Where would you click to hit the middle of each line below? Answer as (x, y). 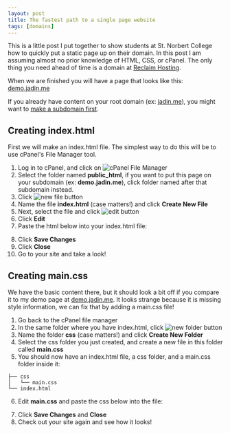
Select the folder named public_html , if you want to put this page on (114, 175)
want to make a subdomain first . (53, 109)
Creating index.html (51, 130)
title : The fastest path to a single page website (82, 20)
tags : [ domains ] (31, 26)
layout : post (26, 13)
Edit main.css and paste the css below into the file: (90, 401)
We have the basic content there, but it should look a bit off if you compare (114, 292)
